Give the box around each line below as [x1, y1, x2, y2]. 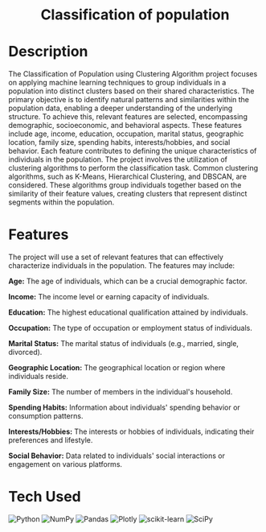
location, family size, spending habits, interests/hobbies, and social [8, 138, 231, 147]
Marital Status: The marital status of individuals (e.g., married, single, [8, 339, 239, 348]
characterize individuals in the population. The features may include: [8, 261, 235, 270]
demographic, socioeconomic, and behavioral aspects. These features [8, 121, 243, 130]
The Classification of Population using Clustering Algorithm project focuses [8, 69, 258, 79]
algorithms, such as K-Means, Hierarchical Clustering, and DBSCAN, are [8, 171, 248, 182]
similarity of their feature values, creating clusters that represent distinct [8, 189, 248, 199]
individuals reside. [8, 372, 69, 381]
